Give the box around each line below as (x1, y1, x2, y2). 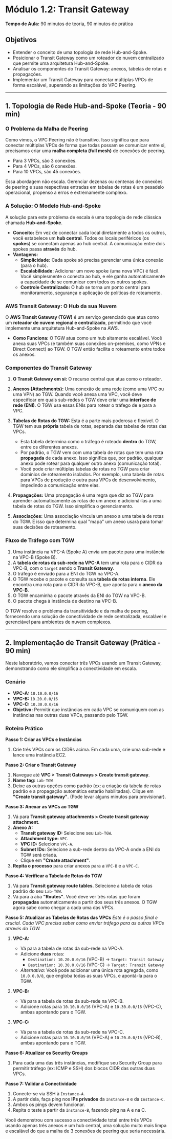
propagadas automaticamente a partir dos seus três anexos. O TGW (12, 899, 157, 906)
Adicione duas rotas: (20, 951, 65, 957)
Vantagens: (12, 251, 38, 258)
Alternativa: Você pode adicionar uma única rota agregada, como (20, 967, 159, 973)
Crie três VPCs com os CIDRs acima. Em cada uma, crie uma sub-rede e (12, 747, 165, 753)
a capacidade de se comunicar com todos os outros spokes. (20, 279, 148, 285)
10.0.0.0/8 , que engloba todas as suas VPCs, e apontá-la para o (20, 973, 157, 979)
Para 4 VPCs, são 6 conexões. (12, 163, 77, 169)
